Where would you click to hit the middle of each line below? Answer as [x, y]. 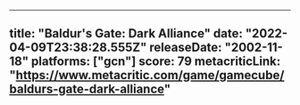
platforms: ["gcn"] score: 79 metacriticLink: [156, 62]
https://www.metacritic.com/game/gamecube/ [150, 75]
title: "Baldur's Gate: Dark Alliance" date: [126, 33]
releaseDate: [186, 48]
